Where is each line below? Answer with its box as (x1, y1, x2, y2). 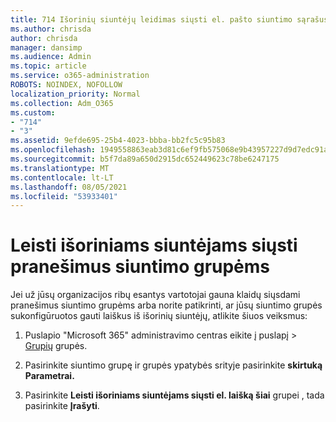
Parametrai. (24, 370, 75, 382)
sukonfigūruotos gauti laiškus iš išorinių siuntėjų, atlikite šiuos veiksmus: (10, 310, 308, 322)
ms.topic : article (10, 61, 87, 71)
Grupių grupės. (24, 340, 88, 352)
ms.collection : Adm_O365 (10, 98, 114, 108)
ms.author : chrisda (10, 24, 92, 34)
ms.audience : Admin (10, 52, 92, 62)
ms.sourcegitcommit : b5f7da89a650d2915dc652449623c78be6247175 (10, 154, 280, 164)
